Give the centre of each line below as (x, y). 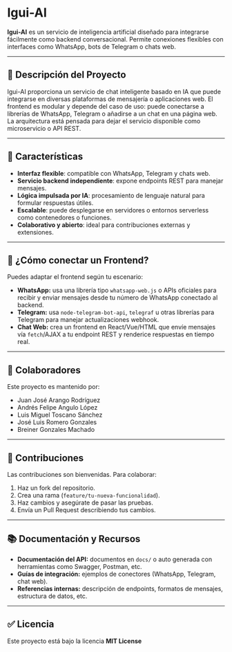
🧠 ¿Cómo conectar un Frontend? (78, 260)
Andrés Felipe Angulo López (57, 408)
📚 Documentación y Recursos (74, 539)
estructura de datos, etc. (52, 596)
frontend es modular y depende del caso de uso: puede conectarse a (106, 106)
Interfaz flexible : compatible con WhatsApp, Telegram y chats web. (114, 173)
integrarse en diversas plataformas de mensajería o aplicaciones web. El (110, 99)
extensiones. (35, 232)
